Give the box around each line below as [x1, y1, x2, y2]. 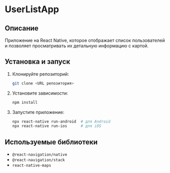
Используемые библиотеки [5, 137, 98, 146]
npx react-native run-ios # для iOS [12, 124, 102, 129]
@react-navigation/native [12, 152, 67, 157]
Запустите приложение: [12, 109, 65, 115]
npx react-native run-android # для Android [12, 119, 110, 124]
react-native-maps [12, 163, 51, 168]
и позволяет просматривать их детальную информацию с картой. [5, 43, 149, 49]
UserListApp [5, 4, 60, 15]
